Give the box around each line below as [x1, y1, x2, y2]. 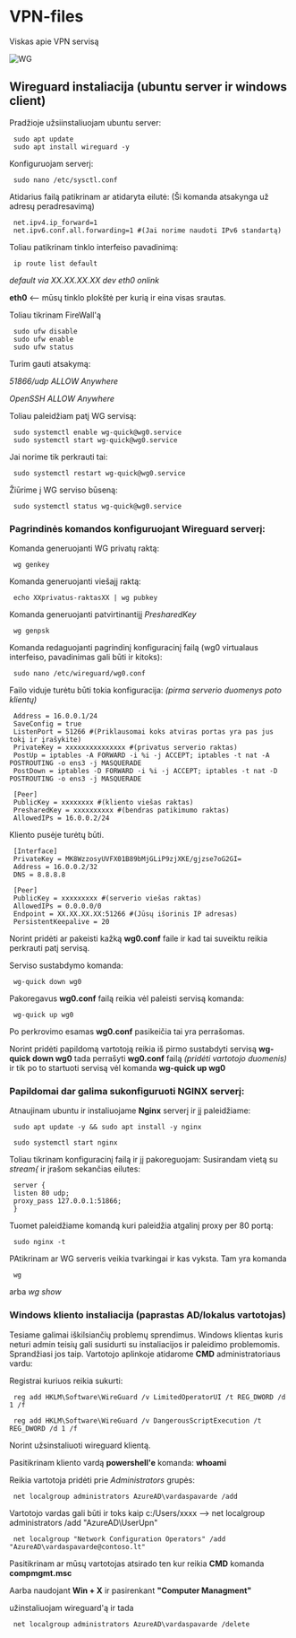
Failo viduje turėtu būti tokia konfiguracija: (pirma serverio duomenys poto [9, 684, 282, 696]
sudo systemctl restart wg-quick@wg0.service [13, 468, 186, 477]
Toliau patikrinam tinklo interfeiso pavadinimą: [9, 241, 179, 252]
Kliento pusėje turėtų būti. [9, 830, 105, 841]
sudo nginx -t [13, 1238, 66, 1247]
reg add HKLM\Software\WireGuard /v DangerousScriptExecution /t [13, 1416, 262, 1425]
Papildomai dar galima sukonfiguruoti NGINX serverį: [9, 1085, 245, 1097]
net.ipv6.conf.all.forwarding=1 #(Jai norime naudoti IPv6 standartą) [13, 226, 282, 235]
